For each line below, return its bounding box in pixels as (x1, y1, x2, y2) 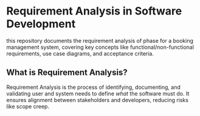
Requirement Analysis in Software (6, 4, 182, 18)
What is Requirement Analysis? (6, 68, 128, 78)
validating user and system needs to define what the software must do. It (6, 89, 190, 97)
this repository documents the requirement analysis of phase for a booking (6, 37, 193, 44)
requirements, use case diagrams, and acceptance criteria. (6, 50, 154, 57)
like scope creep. (6, 103, 50, 110)
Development (6, 17, 76, 31)
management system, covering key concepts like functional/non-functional (6, 43, 195, 51)
